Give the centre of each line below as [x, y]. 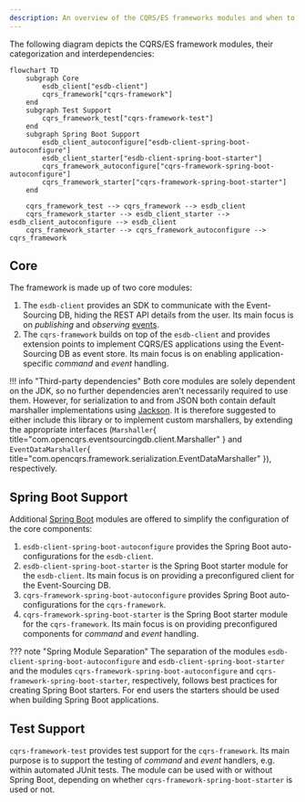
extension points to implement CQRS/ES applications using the [140, 344]
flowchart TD [34, 70]
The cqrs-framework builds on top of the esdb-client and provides [146, 335]
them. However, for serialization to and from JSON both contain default [142, 401]
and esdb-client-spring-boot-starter [213, 661]
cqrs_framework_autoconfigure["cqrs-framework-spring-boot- [158, 166]
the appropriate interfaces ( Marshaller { [83, 430]
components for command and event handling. [111, 634]
